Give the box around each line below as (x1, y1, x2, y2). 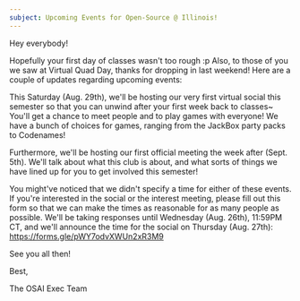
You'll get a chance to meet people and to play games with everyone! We (9, 110, 279, 121)
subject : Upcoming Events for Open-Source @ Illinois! (9, 13, 219, 22)
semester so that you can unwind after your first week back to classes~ (9, 100, 274, 112)
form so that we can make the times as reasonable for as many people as (9, 202, 279, 213)
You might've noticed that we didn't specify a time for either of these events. (9, 183, 292, 193)
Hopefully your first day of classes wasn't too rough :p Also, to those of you (9, 55, 288, 65)
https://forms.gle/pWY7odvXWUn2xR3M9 (9, 230, 164, 242)
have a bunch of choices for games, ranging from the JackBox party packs (9, 120, 287, 131)
